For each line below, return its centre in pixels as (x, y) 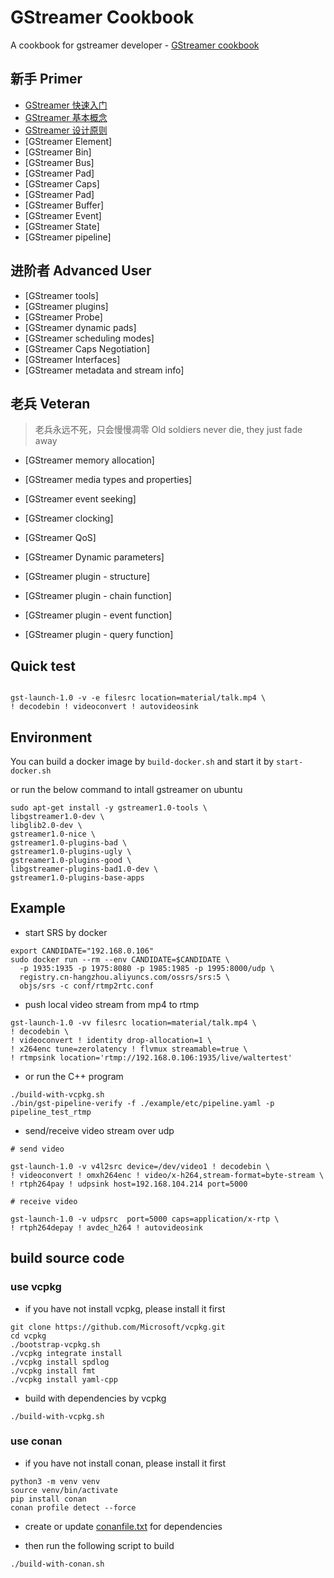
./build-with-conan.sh (57, 1564)
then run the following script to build (99, 1545)
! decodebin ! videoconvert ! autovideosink (104, 707)
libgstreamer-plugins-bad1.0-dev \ (84, 869)
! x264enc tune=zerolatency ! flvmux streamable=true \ (129, 1049)
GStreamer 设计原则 (66, 130)
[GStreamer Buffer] (64, 205)
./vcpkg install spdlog (60, 1362)
